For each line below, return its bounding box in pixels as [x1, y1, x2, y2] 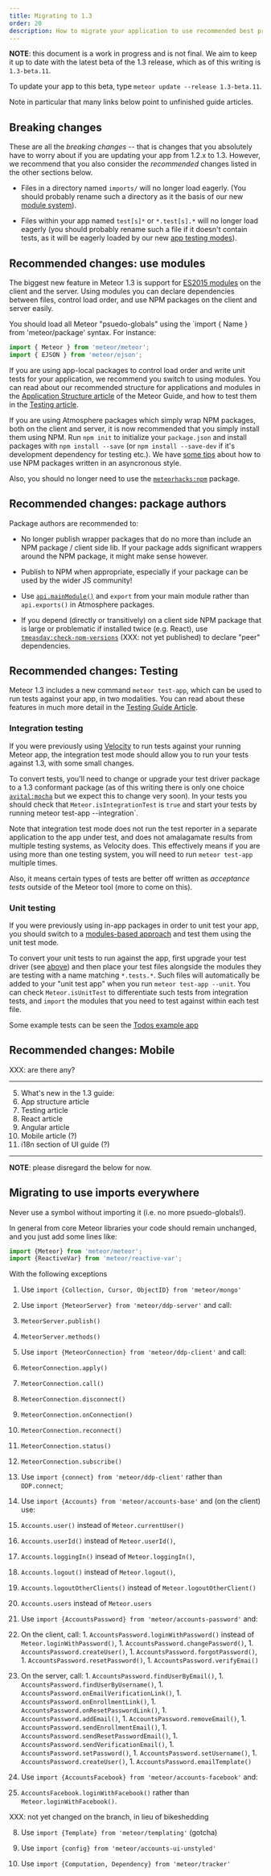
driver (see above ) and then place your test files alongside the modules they [9, 961, 262, 971]
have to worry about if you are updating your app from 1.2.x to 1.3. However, [9, 151, 261, 160]
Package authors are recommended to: [9, 518, 139, 528]
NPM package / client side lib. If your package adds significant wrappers [20, 542, 262, 552]
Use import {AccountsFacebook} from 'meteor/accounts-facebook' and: [20, 1772, 258, 1782]
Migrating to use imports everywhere [9, 1186, 199, 1200]
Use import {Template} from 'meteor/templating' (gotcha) [20, 1828, 218, 1837]
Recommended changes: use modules [9, 256, 206, 270]
